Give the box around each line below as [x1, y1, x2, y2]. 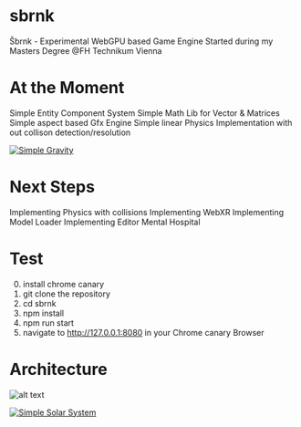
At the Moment [9, 78, 125, 99]
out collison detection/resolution [9, 127, 131, 138]
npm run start [22, 317, 75, 328]
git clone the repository [22, 288, 111, 299]
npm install [22, 307, 65, 318]
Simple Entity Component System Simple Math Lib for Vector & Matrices [9, 107, 280, 119]
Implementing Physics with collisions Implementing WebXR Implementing [9, 206, 285, 217]
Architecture [9, 359, 108, 380]
